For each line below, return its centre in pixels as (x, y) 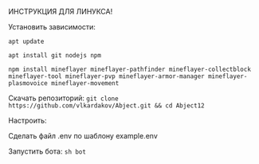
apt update (26, 41)
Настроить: (27, 120)
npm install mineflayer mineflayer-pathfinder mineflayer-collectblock (129, 69)
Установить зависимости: (52, 27)
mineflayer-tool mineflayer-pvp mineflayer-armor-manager (106, 76)
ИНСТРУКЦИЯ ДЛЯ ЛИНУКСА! (61, 12)
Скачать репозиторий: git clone (63, 98)
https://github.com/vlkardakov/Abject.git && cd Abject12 (106, 106)
